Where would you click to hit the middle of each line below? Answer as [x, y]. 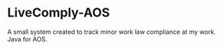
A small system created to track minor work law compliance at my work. [111, 32]
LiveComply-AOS [59, 13]
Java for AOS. [27, 39]
